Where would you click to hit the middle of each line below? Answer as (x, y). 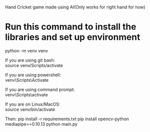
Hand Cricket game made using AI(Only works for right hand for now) (75, 7)
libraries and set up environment (73, 37)
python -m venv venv (26, 50)
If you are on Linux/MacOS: (33, 104)
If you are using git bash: (30, 60)
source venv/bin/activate (30, 109)
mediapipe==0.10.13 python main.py (41, 124)
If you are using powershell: (33, 75)
